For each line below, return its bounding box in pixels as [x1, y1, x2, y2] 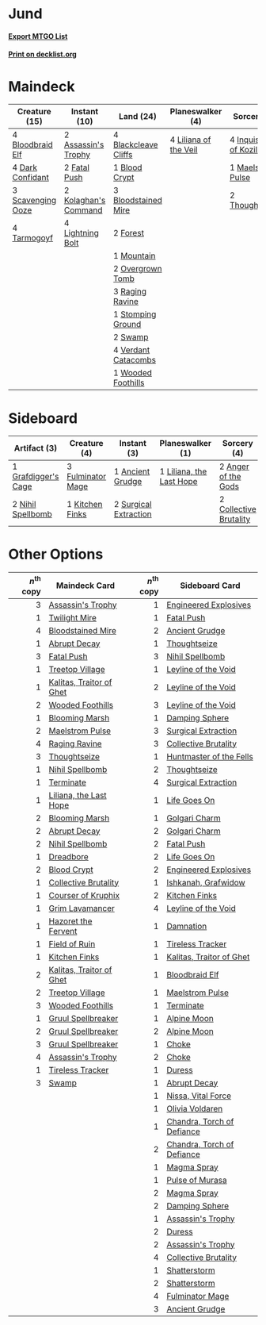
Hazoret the [48, 916, 93, 927]
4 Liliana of [169, 134, 211, 145]
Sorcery [222, 438, 253, 449]
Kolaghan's [63, 195, 106, 206]
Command [63, 205, 103, 216]
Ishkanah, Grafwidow [165, 877, 245, 888]
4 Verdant [113, 344, 150, 355]
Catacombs [113, 355, 157, 366]
